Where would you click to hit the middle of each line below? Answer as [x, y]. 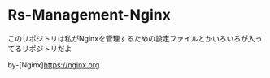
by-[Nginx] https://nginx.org [54, 65]
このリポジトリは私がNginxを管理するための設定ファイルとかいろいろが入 [131, 38]
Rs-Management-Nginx [89, 15]
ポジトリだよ [50, 48]
